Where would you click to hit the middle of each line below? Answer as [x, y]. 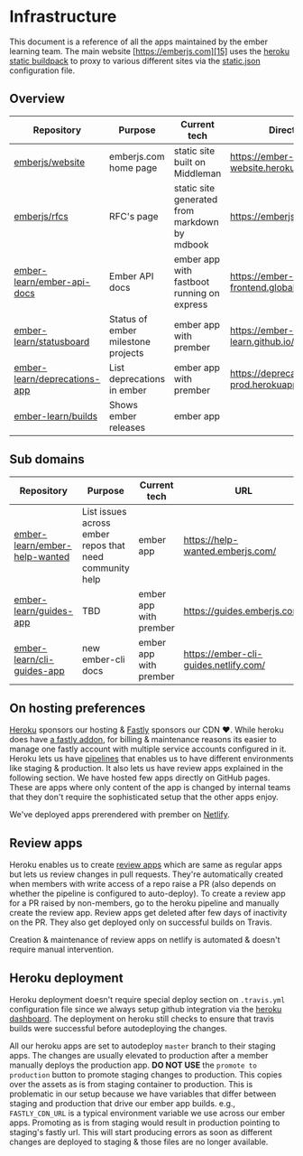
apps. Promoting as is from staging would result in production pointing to [145, 1123]
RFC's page [134, 216]
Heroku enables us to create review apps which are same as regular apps [146, 865]
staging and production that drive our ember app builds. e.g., [123, 1103]
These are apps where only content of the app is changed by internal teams [150, 788]
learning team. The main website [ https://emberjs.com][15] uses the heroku [150, 51]
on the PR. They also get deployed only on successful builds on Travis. [141, 922]
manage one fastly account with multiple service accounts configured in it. [148, 749]
